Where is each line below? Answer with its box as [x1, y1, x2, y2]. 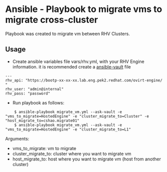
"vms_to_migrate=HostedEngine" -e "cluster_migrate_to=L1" [5, 126, 131, 132]
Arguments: [5, 135, 30, 141]
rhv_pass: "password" [5, 91, 51, 96]
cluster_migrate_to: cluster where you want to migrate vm [12, 150, 131, 156]
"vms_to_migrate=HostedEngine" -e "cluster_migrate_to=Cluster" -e [5, 113, 149, 118]
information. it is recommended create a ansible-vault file [12, 63, 131, 69]
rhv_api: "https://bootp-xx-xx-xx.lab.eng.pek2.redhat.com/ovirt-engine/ [5, 77, 163, 83]
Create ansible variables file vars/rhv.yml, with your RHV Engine [12, 58, 144, 64]
